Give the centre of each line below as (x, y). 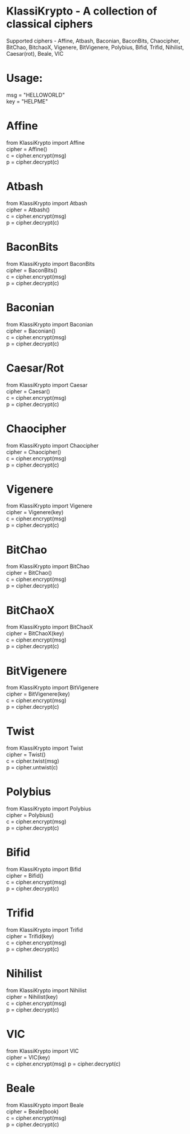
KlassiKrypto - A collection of (82, 11)
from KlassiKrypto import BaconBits (51, 264)
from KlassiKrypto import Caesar (47, 385)
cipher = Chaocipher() (34, 452)
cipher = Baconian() (31, 331)
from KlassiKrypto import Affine (46, 142)
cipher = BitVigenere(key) (38, 694)
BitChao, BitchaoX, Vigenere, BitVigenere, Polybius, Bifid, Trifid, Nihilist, (95, 47)
